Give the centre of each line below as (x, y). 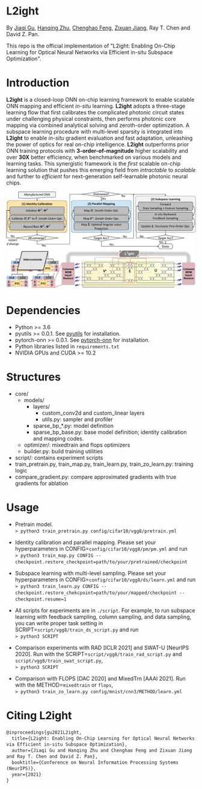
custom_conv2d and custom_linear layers (93, 413)
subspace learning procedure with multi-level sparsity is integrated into (95, 131)
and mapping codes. (58, 438)
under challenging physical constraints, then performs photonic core (91, 119)
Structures (34, 377)
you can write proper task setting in (59, 623)
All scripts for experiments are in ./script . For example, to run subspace (105, 610)
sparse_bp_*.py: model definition (73, 425)
